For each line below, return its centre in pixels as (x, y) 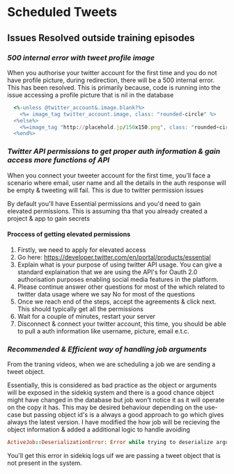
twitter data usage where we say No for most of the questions (106, 294)
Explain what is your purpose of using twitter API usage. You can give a (120, 264)
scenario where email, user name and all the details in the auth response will (117, 182)
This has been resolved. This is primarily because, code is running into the (114, 87)
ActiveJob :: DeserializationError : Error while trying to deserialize (110, 443)
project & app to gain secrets (49, 218)
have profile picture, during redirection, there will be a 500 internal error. (111, 80)
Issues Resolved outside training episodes (101, 38)
